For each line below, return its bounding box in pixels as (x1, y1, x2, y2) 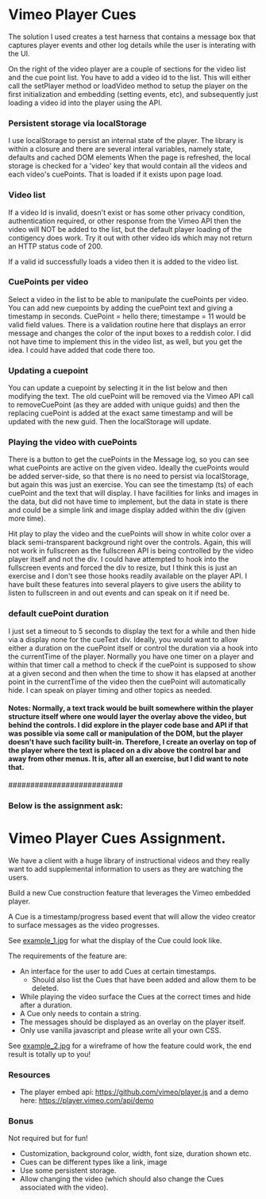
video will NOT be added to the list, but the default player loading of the (8, 224, 242, 234)
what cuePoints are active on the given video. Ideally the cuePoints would (8, 463, 249, 473)
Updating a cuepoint (8, 365, 89, 376)
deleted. (31, 983, 60, 992)
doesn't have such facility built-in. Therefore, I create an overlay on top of (8, 737, 256, 747)
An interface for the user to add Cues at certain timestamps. (19, 966, 217, 976)
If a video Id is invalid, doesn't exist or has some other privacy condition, (8, 207, 245, 217)
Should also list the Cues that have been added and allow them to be (31, 975, 256, 984)
